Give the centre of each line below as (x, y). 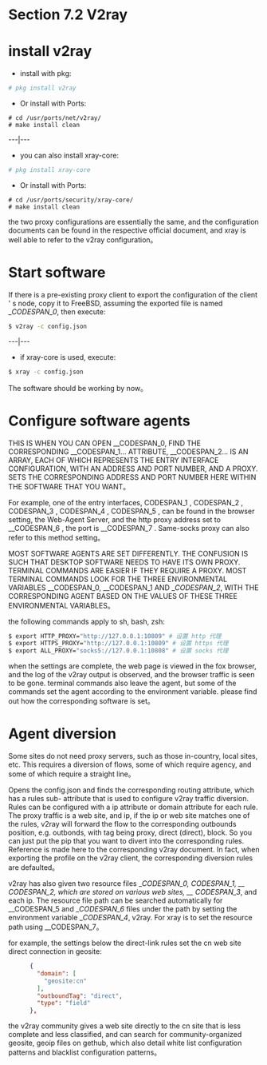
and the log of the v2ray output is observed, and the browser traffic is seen (132, 675)
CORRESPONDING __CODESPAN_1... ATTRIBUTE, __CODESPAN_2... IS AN (128, 451)
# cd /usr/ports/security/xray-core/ (71, 200)
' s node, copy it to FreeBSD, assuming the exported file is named (116, 303)
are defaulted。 (34, 868)
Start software (57, 273)
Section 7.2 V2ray (68, 15)
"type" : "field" (64, 1003)
